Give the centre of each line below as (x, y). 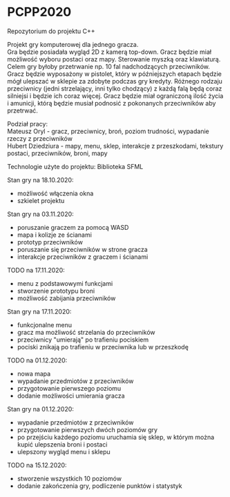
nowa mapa (34, 373)
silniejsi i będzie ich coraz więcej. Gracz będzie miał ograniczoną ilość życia (115, 96)
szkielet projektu (41, 200)
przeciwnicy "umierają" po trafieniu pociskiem (83, 340)
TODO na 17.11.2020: (36, 270)
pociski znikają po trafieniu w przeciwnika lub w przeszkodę (103, 347)
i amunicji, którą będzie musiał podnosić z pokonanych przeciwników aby (112, 103)
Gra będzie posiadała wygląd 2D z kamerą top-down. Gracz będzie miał (109, 52)
